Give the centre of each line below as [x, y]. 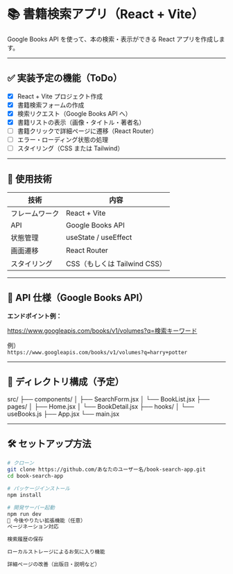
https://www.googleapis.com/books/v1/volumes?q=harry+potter [97, 352]
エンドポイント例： [35, 315]
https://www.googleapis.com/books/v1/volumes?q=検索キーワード [102, 331]
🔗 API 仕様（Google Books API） [78, 298]
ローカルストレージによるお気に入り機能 [56, 552]
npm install [24, 495]
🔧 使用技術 [29, 179]
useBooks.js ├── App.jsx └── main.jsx [63, 414]
